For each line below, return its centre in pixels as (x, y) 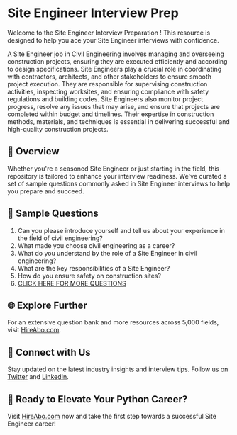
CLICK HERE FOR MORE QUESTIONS (72, 283)
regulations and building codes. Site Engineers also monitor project (105, 99)
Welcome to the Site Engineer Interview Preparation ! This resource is (109, 33)
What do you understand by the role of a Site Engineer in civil (107, 253)
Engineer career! (32, 424)
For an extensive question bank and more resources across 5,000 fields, (113, 322)
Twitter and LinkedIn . (38, 377)
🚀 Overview (33, 151)
